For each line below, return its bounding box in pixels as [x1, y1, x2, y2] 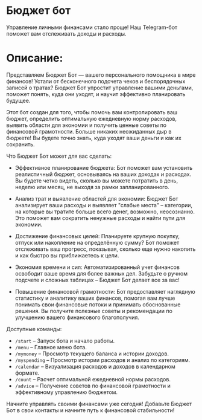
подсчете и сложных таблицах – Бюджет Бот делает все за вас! [14, 276, 180, 283]
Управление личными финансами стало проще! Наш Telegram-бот [6, 24, 178, 31]
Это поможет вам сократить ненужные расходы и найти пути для [14, 214, 186, 221]
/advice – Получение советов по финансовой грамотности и [14, 382, 171, 389]
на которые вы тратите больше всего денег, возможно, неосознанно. [14, 208, 195, 215]
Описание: [6, 51, 63, 65]
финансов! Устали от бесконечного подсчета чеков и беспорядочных [6, 77, 186, 85]
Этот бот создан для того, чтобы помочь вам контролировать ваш [6, 108, 178, 115]
